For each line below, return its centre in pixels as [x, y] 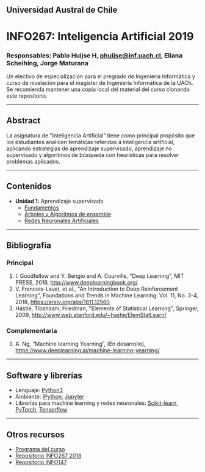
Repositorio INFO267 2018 [48, 456]
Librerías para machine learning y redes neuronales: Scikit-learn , [96, 403]
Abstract [23, 121]
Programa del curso [40, 449]
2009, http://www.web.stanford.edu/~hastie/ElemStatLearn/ [91, 315]
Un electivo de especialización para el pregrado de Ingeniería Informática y [101, 76]
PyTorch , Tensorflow [41, 410]
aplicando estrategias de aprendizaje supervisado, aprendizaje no [89, 148]
